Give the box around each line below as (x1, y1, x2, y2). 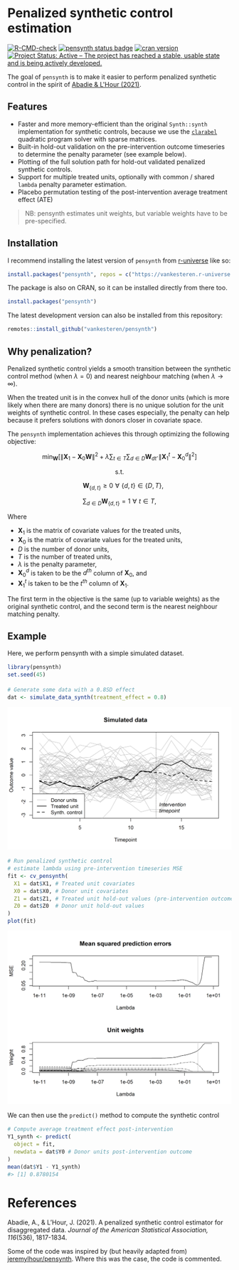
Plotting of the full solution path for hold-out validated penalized (17, 157, 206, 166)
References (7, 1195, 77, 1211)
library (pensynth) (7, 664, 62, 671)
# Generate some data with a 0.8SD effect (7, 686, 135, 693)
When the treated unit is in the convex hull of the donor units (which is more (7, 393, 230, 401)
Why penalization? (7, 345, 92, 357)
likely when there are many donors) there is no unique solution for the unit (7, 401, 224, 409)
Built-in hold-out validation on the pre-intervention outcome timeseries (17, 142, 225, 151)
